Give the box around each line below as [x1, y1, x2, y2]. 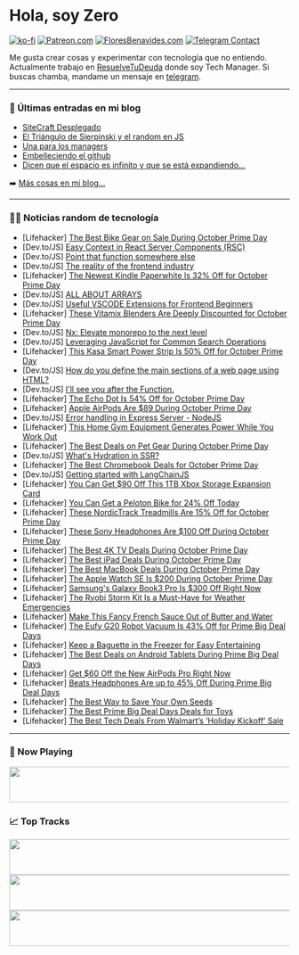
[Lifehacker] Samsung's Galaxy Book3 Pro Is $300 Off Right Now [21, 582, 262, 593]
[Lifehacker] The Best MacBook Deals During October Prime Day [21, 564, 261, 574]
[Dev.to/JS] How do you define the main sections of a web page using [21, 365, 279, 375]
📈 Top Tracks [9, 815, 70, 827]
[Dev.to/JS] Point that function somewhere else [21, 251, 196, 261]
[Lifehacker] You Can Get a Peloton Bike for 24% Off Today [21, 497, 240, 508]
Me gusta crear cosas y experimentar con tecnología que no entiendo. [9, 52, 267, 62]
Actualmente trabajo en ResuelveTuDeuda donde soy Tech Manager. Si [9, 62, 270, 72]
